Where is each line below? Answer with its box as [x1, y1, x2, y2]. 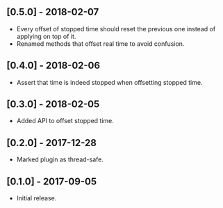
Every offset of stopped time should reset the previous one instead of [16, 24, 216, 33]
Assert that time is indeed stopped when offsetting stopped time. [16, 78, 203, 86]
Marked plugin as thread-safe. [16, 155, 104, 163]
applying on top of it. [16, 32, 76, 40]
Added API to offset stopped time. [16, 117, 114, 125]
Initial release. [16, 194, 57, 202]
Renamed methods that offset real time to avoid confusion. [16, 39, 185, 48]
